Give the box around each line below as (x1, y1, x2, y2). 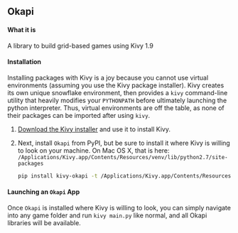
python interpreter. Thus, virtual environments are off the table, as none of (7, 103, 225, 112)
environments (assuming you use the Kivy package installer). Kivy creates (7, 81, 225, 90)
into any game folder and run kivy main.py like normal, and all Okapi (7, 211, 207, 220)
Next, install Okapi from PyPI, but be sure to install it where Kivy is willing (17, 139, 231, 147)
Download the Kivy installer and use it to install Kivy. (17, 124, 171, 134)
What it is (7, 25, 36, 34)
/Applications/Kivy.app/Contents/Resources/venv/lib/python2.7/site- (17, 153, 229, 161)
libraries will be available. (7, 218, 82, 227)
